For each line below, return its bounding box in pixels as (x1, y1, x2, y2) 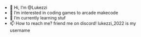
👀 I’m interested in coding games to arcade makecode (9, 10, 119, 16)
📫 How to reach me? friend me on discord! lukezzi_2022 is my (9, 20, 136, 26)
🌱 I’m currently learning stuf (9, 15, 66, 20)
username (9, 27, 30, 33)
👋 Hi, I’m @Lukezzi (9, 5, 47, 10)
